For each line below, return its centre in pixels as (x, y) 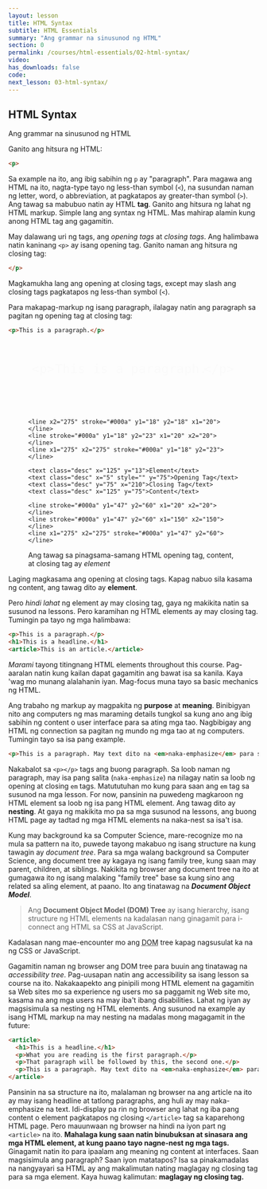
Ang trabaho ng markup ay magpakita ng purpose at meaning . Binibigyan (129, 705)
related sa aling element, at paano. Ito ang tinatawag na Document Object (130, 886)
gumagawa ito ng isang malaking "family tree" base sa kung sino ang (121, 878)
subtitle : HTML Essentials (53, 30)
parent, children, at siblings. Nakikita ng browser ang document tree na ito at (133, 869)
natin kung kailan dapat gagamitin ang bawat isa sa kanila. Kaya (139, 673)
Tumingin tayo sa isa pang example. (67, 739)
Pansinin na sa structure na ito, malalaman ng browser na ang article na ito (130, 1093)
